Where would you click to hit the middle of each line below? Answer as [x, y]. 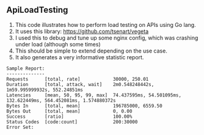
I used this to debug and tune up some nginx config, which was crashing [107, 38]
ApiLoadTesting [37, 10]
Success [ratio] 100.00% [69, 116]
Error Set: [20, 127]
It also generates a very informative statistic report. [79, 57]
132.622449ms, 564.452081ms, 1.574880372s [61, 100]
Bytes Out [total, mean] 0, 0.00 [69, 111]
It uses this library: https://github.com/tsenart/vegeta [82, 31]
